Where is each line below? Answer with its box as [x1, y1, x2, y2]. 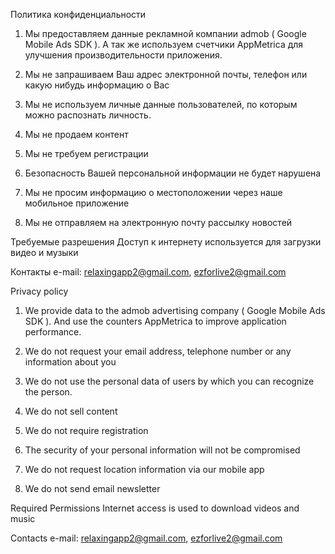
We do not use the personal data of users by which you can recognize [24, 375, 315, 387]
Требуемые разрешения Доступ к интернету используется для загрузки [10, 236, 322, 248]
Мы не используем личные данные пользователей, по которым [24, 99, 298, 110]
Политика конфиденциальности [10, 9, 147, 20]
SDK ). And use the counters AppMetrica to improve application [24, 315, 287, 327]
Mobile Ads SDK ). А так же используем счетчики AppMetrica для [24, 39, 304, 50]
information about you [24, 356, 117, 368]
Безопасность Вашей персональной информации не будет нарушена [24, 167, 322, 179]
